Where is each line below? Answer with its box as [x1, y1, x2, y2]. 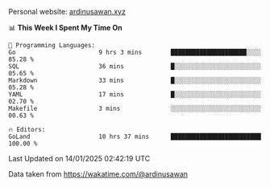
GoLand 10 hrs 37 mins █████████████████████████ [8, 132, 262, 140]
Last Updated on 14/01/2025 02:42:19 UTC [8, 154, 151, 163]
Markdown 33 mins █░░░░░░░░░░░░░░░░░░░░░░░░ [8, 76, 262, 84]
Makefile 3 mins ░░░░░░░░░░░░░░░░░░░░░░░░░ [8, 104, 262, 112]
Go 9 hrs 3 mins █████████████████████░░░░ [8, 48, 262, 56]
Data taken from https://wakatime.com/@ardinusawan [8, 169, 188, 179]
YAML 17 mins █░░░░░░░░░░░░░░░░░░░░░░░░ [8, 91, 262, 99]
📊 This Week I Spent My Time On [8, 23, 123, 32]
